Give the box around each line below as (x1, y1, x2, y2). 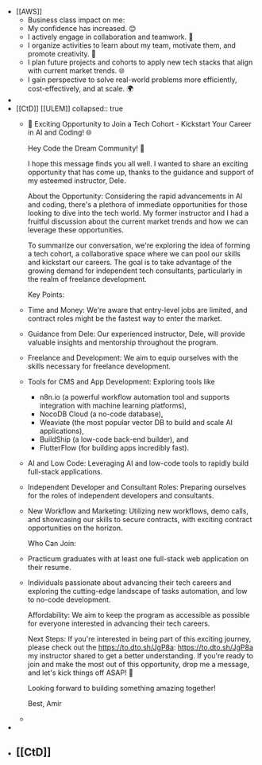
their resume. (27, 563, 71, 572)
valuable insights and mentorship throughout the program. (27, 338, 218, 347)
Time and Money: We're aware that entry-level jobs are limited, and (27, 306, 248, 314)
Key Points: (27, 290, 65, 299)
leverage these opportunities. (27, 225, 125, 234)
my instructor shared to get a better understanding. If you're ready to (27, 651, 254, 660)
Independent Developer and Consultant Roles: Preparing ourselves (27, 482, 246, 492)
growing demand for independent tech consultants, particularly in (27, 266, 243, 275)
